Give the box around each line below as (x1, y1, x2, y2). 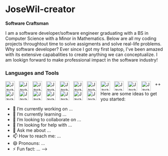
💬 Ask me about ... (12, 127, 51, 133)
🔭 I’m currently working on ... (12, 106, 73, 112)
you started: (100, 96, 125, 102)
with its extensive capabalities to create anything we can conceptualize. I (5, 51, 158, 58)
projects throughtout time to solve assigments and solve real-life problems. (5, 40, 162, 46)
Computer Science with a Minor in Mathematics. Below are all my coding (5, 35, 157, 41)
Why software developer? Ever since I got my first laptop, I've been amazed (5, 46, 163, 52)
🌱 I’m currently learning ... (12, 111, 67, 117)
